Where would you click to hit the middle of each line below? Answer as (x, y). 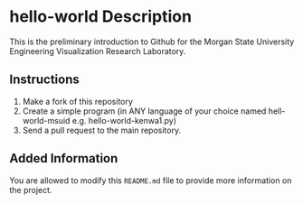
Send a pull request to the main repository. (102, 130)
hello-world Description (101, 17)
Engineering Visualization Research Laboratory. (98, 51)
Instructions (44, 80)
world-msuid (46, 120)
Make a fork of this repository (78, 101)
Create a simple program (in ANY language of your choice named (144, 111)
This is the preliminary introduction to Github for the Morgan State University (152, 42)
